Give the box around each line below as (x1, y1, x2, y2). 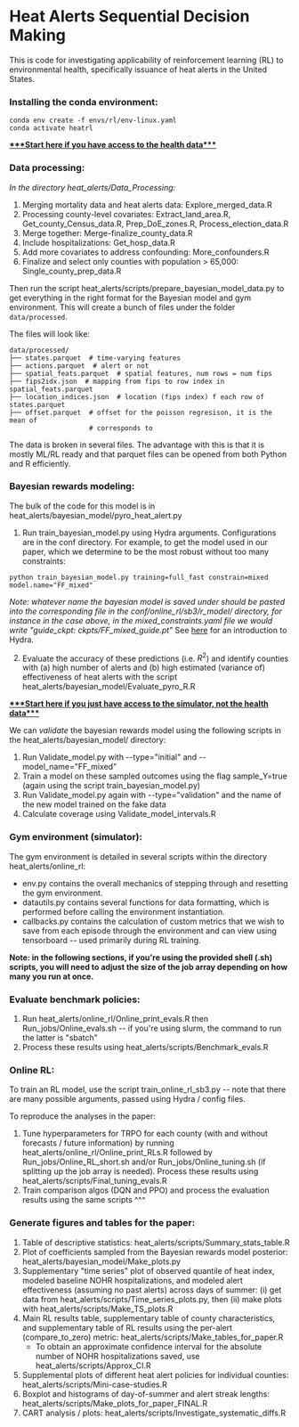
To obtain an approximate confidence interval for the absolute (35, 1341, 263, 1351)
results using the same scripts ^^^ (21, 1195, 146, 1205)
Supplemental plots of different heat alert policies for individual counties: (21, 1369, 289, 1380)
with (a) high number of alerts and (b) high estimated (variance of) (21, 662, 265, 673)
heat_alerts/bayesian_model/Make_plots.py (21, 1256, 181, 1267)
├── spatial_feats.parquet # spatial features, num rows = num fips (9, 369, 273, 378)
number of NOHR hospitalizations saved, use (35, 1350, 200, 1361)
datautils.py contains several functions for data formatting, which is (21, 897, 270, 908)
